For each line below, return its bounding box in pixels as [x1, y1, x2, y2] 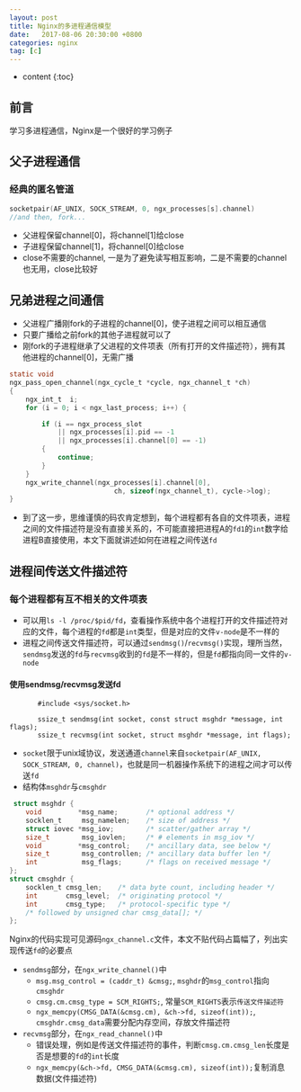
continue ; [57, 453, 94, 462]
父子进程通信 [9, 154, 81, 169]
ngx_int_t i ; [25, 395, 78, 404]
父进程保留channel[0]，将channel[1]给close [22, 230, 184, 241]
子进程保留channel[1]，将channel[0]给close [22, 241, 184, 252]
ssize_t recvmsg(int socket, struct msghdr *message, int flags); [37, 730, 292, 740]
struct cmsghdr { [9, 874, 75, 884]
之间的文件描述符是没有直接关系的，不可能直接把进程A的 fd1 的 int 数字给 [22, 524, 289, 534]
